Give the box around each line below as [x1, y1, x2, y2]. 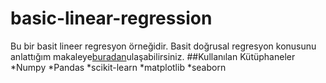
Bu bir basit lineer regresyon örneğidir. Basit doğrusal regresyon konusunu [10, 40, 317, 52]
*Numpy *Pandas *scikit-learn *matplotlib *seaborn [10, 61, 227, 73]
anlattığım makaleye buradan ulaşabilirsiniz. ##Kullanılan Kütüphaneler [10, 50, 296, 62]
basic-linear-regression [10, 7, 213, 30]
